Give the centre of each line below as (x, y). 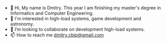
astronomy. (22, 24)
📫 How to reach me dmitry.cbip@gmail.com (57, 35)
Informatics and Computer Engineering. (52, 13)
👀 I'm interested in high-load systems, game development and (76, 18)
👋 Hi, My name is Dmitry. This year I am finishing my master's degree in (86, 8)
